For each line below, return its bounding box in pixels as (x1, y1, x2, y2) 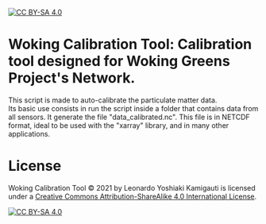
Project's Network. (8, 69, 136, 87)
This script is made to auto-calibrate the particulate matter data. (8, 95, 218, 105)
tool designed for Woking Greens (8, 52, 230, 71)
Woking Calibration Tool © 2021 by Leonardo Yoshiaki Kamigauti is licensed (8, 183, 256, 192)
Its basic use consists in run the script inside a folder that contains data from (8, 103, 259, 113)
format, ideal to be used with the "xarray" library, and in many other (8, 120, 229, 130)
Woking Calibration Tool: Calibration (8, 36, 253, 53)
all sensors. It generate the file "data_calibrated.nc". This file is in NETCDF (8, 112, 250, 122)
